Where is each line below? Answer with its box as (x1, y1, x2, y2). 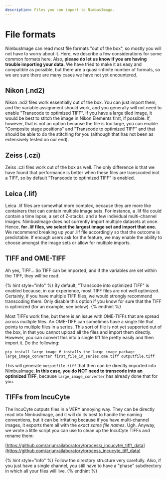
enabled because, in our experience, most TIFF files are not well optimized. (5, 287, 160, 293)
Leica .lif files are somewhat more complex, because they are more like (5, 203, 151, 209)
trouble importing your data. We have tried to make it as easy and (5, 61, 142, 67)
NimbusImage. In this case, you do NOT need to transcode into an (5, 368, 143, 374)
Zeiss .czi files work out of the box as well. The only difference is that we (5, 164, 155, 170)
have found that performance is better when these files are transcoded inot (5, 170, 160, 176)
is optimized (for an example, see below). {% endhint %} (5, 303, 122, 309)
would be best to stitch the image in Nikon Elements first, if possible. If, (5, 115, 151, 121)
